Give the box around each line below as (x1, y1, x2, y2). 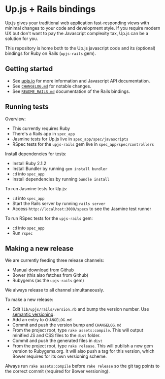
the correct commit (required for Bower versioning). (5, 368, 110, 374)
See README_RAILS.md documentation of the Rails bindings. (12, 88, 131, 94)
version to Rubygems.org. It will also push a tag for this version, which (12, 348, 155, 354)
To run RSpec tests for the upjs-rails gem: (5, 215, 93, 221)
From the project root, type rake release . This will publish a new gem (12, 343, 153, 349)
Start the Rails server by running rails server (12, 200, 106, 206)
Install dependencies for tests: (5, 151, 66, 157)
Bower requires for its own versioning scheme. (12, 353, 107, 359)
